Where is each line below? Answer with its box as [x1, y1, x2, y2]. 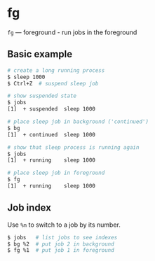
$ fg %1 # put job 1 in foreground [7, 247, 114, 254]
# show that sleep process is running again [7, 143, 140, 151]
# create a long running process [7, 66, 105, 74]
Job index [7, 202, 51, 214]
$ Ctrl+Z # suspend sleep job [7, 80, 99, 87]
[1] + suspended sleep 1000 [7, 106, 96, 113]
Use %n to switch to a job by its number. [7, 220, 121, 229]
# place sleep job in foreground [7, 169, 105, 176]
